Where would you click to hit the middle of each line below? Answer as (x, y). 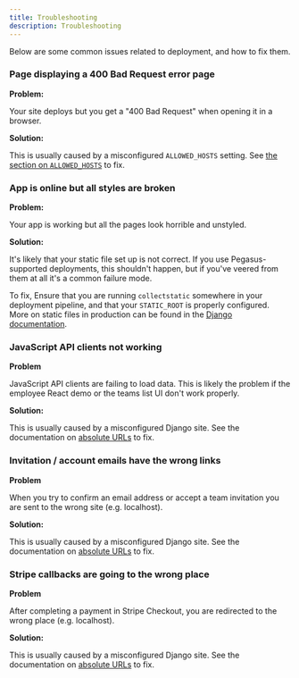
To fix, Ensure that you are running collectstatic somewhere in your (136, 296)
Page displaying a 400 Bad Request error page (112, 74)
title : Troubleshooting (54, 17)
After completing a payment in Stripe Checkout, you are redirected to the (143, 611)
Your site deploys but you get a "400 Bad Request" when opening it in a (141, 111)
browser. (25, 121)
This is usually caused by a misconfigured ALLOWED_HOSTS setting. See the (144, 155)
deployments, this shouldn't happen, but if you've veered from (164, 269)
